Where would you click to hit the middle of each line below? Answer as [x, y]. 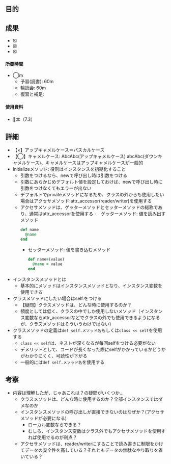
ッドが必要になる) [48, 418]
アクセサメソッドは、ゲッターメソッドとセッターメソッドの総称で [89, 208]
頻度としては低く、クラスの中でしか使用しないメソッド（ [80, 311]
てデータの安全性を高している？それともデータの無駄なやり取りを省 [92, 450]
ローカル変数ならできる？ [54, 425]
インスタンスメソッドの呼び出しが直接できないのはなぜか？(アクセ [90, 412]
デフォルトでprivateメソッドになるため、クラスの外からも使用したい [92, 195]
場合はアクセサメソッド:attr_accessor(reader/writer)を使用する [86, 201]
